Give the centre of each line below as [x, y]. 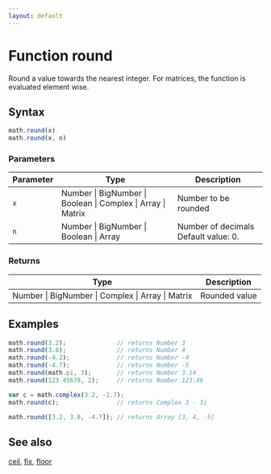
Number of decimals [216, 227]
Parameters [31, 159]
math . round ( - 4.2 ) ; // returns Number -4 [99, 358]
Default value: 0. [208, 237]
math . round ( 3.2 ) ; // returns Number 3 [97, 343]
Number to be [203, 199]
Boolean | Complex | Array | [113, 203]
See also [30, 442]
